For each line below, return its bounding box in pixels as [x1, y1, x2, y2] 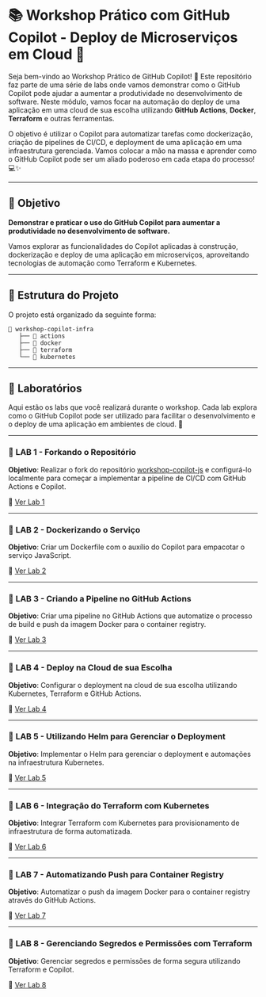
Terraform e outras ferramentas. [8, 113, 115, 123]
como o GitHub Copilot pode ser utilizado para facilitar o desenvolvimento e [8, 411, 256, 421]
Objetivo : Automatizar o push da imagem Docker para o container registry [8, 887, 251, 896]
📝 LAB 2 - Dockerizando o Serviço [8, 524, 141, 535]
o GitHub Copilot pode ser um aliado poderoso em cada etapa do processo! [8, 154, 256, 163]
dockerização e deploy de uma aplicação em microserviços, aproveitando [8, 250, 249, 259]
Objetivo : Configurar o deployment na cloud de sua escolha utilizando [8, 680, 237, 689]
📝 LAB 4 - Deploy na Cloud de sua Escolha [8, 663, 173, 674]
